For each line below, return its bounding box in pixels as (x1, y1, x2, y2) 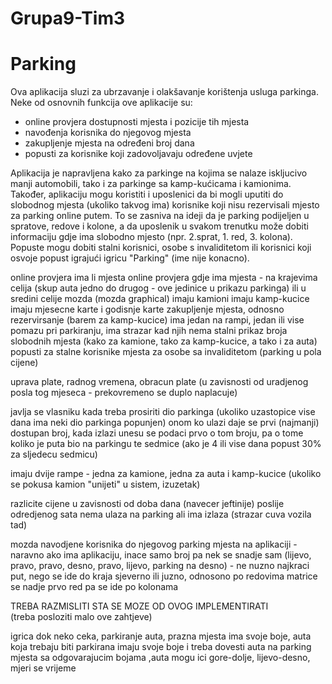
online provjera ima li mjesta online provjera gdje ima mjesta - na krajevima (10, 272, 318, 284)
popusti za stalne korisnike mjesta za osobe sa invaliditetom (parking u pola (10, 346, 322, 358)
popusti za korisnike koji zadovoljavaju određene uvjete (24, 148, 253, 160)
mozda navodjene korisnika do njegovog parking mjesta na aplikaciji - (10, 538, 298, 551)
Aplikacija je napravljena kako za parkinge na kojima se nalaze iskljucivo (10, 167, 308, 179)
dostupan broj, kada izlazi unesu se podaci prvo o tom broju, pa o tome (10, 427, 304, 439)
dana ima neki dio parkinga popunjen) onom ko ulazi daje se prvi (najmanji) (10, 417, 320, 429)
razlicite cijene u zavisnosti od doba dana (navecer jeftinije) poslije (10, 498, 285, 510)
